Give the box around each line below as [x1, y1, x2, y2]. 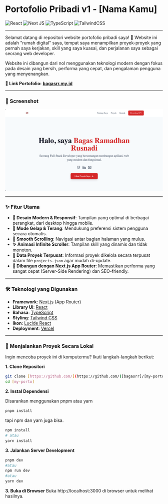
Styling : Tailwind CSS [12, 315, 57, 321]
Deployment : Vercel [12, 325, 54, 331]
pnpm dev [5, 457, 23, 462]
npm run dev [5, 468, 30, 473]
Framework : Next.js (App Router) [12, 299, 81, 305]
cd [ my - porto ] [5, 379, 35, 384]
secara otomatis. [12, 230, 47, 236]
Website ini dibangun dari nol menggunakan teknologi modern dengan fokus [5, 60, 163, 66]
